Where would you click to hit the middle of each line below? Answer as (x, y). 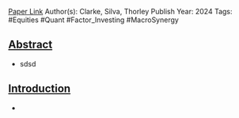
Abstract (30, 45)
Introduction (40, 89)
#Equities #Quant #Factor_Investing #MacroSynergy (94, 20)
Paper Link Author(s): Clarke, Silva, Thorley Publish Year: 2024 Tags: (120, 11)
